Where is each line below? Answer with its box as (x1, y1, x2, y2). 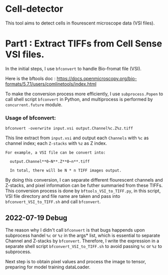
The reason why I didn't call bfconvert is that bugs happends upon (5, 227, 145, 233)
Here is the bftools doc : (5, 75, 56, 82)
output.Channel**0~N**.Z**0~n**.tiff (10, 159, 90, 164)
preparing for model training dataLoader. (5, 264, 91, 270)
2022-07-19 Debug (5, 213, 68, 222)
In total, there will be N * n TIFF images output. (10, 168, 122, 173)
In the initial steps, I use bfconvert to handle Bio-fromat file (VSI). (5, 65, 142, 71)
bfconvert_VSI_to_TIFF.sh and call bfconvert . (5, 198, 101, 205)
